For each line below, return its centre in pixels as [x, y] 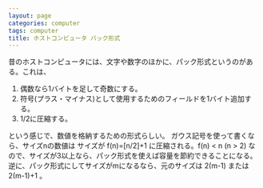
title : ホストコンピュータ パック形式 [64, 38]
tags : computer [34, 30]
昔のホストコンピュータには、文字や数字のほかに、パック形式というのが [127, 62]
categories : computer [44, 23]
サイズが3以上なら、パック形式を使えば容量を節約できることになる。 [143, 156]
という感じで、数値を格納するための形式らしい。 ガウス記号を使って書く [128, 136]
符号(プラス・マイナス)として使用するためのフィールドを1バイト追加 [132, 99]
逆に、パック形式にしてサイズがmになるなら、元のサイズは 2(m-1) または [129, 166]
